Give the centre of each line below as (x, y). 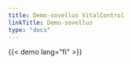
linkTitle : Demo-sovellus (50, 23)
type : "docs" (29, 30)
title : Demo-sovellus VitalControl (66, 15)
